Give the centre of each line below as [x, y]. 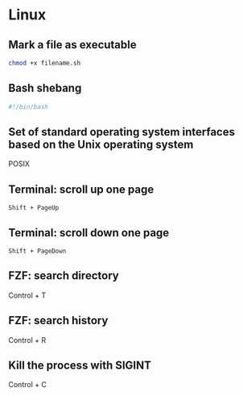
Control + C [27, 385]
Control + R [27, 340]
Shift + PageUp [34, 208]
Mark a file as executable [72, 45]
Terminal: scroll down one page [89, 233]
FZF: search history [58, 321]
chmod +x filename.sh [45, 63]
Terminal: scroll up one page [81, 189]
